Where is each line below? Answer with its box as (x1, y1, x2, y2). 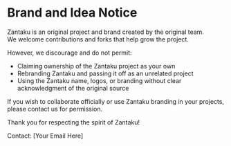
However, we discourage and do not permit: (7, 48, 133, 57)
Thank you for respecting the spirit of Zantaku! (7, 118, 140, 126)
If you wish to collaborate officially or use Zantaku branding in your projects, (7, 97, 225, 105)
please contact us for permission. (7, 104, 103, 113)
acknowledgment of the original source (17, 84, 129, 92)
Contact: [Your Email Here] (7, 131, 84, 140)
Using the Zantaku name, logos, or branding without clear (17, 76, 182, 84)
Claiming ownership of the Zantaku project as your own (17, 62, 176, 70)
